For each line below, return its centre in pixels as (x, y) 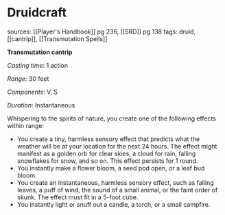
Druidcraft (37, 13)
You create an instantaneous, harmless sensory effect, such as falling (115, 182)
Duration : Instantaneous (41, 105)
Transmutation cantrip (40, 52)
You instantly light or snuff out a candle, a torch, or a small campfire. (114, 204)
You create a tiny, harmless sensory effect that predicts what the (108, 139)
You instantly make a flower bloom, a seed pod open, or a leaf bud (111, 168)
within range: (26, 125)
